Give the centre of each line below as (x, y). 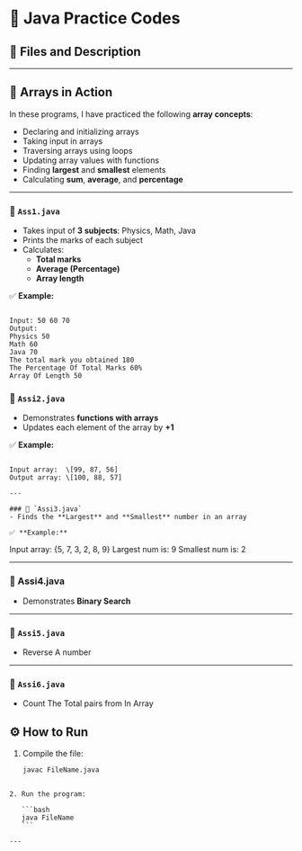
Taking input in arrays (62, 141)
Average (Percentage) (78, 269)
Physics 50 (30, 336)
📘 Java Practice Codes (95, 18)
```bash (36, 810)
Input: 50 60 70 (40, 321)
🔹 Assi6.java (37, 684)
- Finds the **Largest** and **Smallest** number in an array (128, 517)
